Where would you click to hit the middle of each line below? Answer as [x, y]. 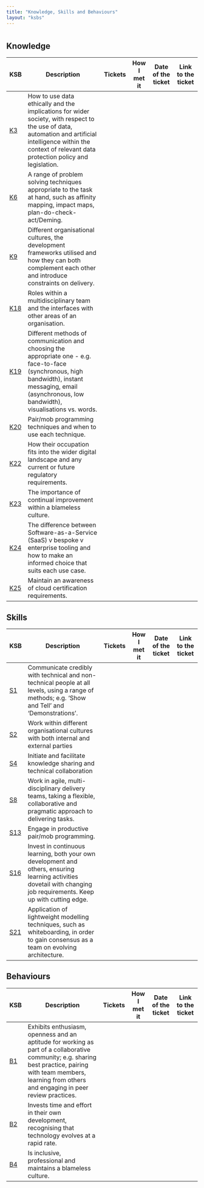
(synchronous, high [55, 372]
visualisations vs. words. [62, 409]
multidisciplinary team [59, 300]
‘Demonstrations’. [53, 713]
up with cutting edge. [58, 899]
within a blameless [54, 507]
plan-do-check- [52, 212]
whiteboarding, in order [61, 932]
